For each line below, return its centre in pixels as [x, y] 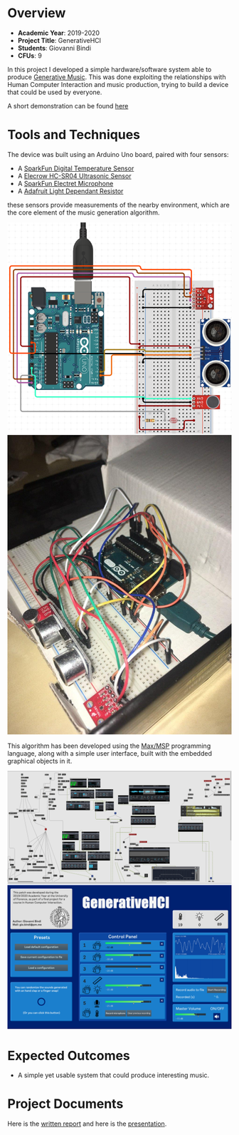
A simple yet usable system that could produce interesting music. [113, 1075]
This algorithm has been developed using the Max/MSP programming [109, 746]
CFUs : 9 [30, 56]
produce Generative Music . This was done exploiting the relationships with [117, 77]
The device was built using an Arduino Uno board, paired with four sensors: [118, 154]
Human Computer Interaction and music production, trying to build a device [118, 84]
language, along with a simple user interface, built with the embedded [110, 754]
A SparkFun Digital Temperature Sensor [76, 168]
